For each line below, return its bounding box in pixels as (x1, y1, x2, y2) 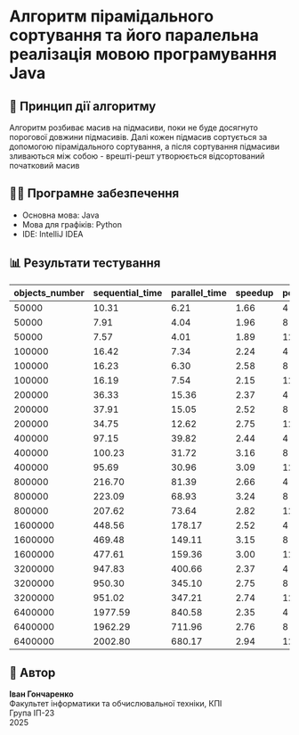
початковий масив (9, 161, 80, 170)
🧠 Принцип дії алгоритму (9, 98, 157, 113)
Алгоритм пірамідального (9, 6, 214, 27)
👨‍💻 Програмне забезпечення (9, 186, 180, 202)
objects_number (13, 286, 85, 299)
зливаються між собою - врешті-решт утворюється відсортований (9, 151, 265, 161)
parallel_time (170, 286, 227, 299)
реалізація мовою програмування (9, 45, 278, 64)
